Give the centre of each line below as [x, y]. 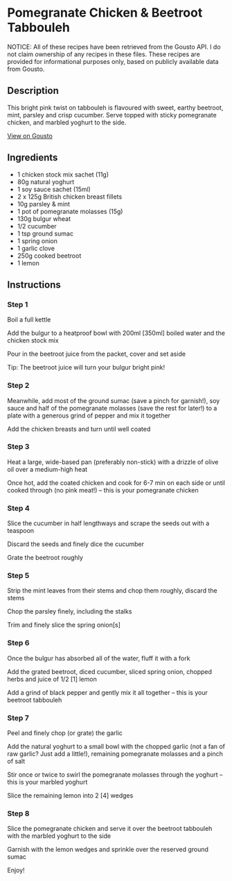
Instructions [34, 285]
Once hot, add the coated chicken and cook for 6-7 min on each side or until [116, 483]
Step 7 [18, 718]
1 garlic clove [36, 248]
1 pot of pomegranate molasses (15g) [70, 211]
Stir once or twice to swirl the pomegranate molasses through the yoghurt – [115, 775]
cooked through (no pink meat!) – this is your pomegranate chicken [103, 490]
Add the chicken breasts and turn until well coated [79, 429]
